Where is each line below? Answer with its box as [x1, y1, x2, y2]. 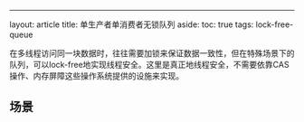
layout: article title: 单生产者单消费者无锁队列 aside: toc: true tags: [9, 19, 254, 30]
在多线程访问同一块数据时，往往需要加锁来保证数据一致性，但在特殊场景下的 [9, 48, 295, 59]
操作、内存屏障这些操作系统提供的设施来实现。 [9, 70, 184, 81]
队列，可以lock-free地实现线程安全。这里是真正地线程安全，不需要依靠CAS [9, 60, 290, 70]
